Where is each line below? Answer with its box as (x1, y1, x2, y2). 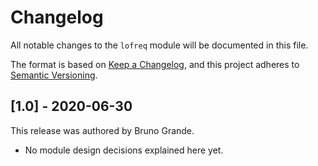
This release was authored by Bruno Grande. (10, 124, 195, 136)
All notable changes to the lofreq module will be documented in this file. (10, 39, 309, 51)
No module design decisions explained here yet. (24, 144, 224, 156)
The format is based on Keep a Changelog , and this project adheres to (10, 58, 300, 70)
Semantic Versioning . (10, 69, 98, 81)
